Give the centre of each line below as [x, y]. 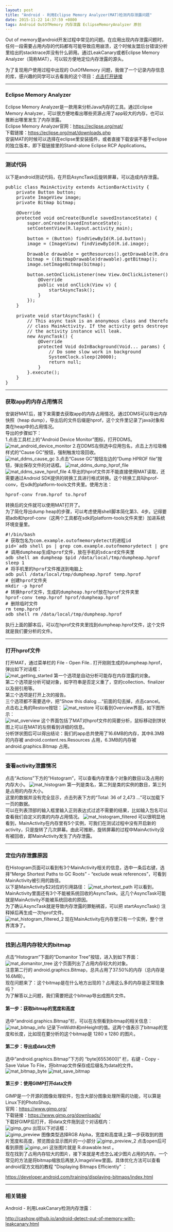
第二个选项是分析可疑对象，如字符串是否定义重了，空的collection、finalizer [85, 682]
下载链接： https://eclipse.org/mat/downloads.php [58, 132]
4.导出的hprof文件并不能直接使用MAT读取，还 [116, 472]
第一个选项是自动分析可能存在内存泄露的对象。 [103, 676]
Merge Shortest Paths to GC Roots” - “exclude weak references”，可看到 [89, 874]
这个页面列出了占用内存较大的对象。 [92, 963]
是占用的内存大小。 [26, 791]
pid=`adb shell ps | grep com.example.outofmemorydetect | [82, 546]
